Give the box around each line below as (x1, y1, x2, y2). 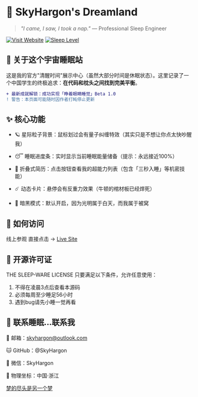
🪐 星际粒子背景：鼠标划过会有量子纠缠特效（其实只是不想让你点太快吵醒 (14, 131, 192, 138)
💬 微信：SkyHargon (6, 359, 54, 366)
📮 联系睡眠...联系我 (6, 317, 75, 327)
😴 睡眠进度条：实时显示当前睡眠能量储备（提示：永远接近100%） (14, 153, 178, 160)
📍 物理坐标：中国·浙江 (6, 372, 60, 379)
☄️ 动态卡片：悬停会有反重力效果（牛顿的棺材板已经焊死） (14, 186, 155, 193)
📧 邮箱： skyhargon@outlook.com (6, 334, 87, 341)
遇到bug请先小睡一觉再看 (14, 298, 77, 305)
